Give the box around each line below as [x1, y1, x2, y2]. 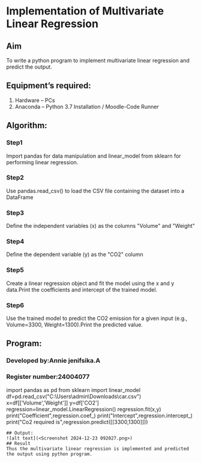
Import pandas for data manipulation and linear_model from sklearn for [6, 152, 181, 159]
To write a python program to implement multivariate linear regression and [6, 57, 190, 64]
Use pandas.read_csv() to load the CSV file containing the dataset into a [6, 187, 185, 194]
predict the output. [6, 63, 52, 70]
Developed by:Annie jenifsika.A [6, 357, 101, 365]
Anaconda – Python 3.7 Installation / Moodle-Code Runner [14, 103, 159, 110]
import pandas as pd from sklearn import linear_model [6, 386, 141, 393]
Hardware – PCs [14, 96, 55, 103]
